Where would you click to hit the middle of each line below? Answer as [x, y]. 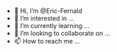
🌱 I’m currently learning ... [52, 26]
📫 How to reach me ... [47, 41]
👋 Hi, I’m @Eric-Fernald [48, 11]
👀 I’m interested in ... [44, 18]
